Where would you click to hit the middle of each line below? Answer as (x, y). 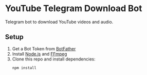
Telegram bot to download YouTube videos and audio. (59, 22)
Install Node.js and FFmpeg (39, 54)
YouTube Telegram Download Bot (73, 8)
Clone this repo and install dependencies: (54, 59)
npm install (24, 68)
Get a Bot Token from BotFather (44, 48)
